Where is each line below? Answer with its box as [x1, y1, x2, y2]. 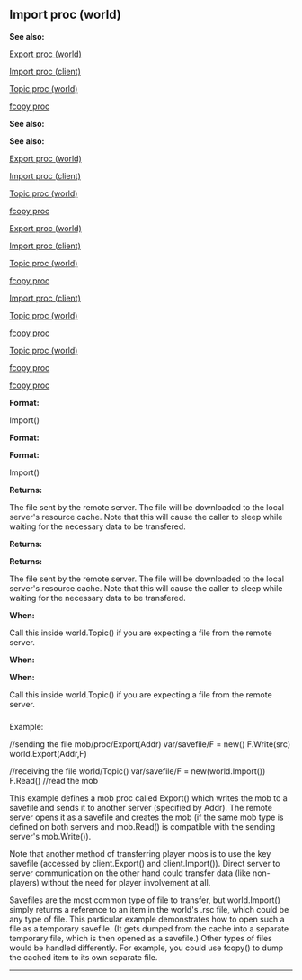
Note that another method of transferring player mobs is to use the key [9, 848, 271, 859]
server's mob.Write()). [9, 831, 92, 841]
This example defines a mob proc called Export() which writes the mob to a [9, 792, 288, 804]
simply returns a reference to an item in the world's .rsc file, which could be [9, 904, 289, 914]
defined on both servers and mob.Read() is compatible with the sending [9, 821, 276, 832]
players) [9, 877, 40, 887]
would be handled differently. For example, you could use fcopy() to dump [9, 942, 284, 953]
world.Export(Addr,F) [9, 748, 87, 759]
